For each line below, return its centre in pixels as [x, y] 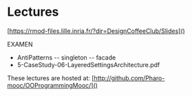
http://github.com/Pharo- [129, 78]
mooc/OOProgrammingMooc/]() [53, 85]
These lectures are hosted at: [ [51, 78]
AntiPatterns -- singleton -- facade [66, 57]
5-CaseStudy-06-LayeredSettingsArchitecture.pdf [88, 64]
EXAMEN [20, 44]
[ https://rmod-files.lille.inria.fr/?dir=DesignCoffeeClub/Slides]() [96, 31]
